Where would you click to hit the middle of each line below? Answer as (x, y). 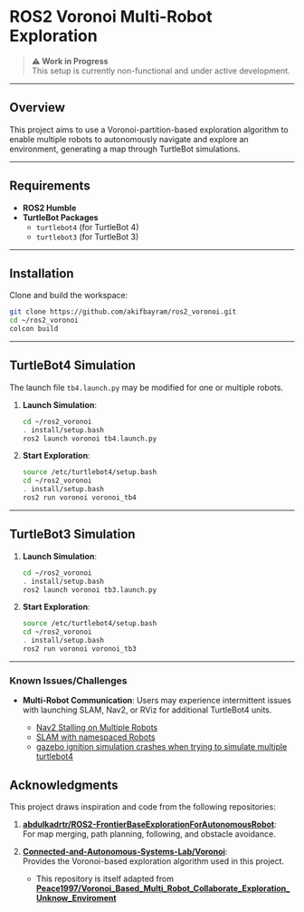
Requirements (50, 186)
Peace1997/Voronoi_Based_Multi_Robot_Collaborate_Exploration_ (163, 888)
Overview (38, 107)
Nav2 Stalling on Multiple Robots (97, 728)
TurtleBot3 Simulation (72, 534)
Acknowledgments (64, 785)
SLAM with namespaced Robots (95, 737)
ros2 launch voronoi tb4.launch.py (90, 438)
